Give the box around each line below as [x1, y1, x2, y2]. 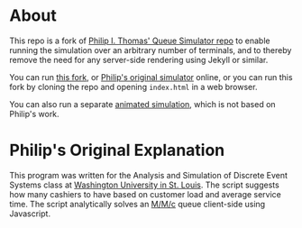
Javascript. [9, 208, 51, 219]
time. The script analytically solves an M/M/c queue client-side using [9, 198, 266, 209]
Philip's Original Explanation [9, 141, 225, 160]
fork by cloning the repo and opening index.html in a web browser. [9, 81, 258, 92]
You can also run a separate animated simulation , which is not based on [9, 98, 277, 109]
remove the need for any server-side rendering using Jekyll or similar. [9, 54, 269, 65]
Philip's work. [9, 108, 60, 119]
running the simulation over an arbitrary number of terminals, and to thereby [9, 44, 292, 55]
